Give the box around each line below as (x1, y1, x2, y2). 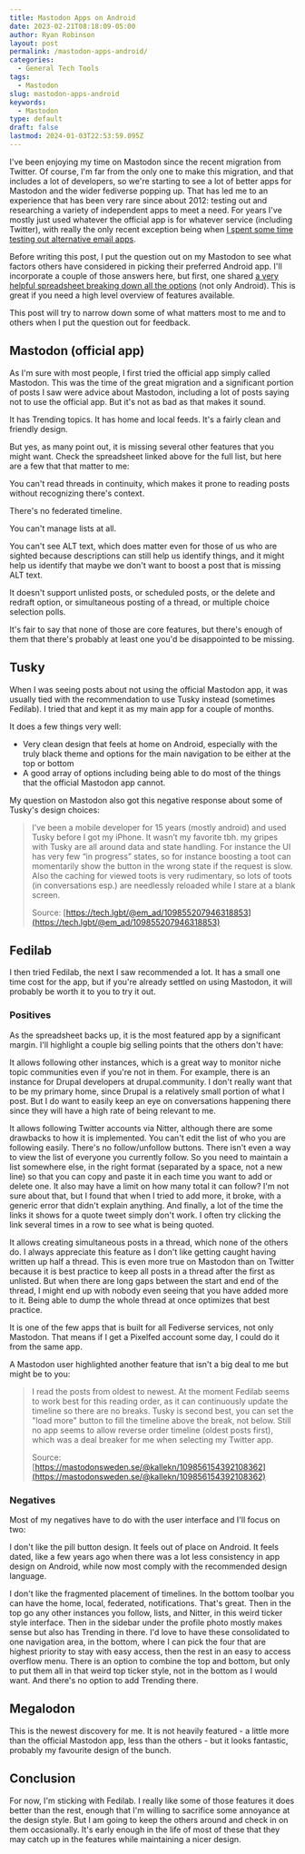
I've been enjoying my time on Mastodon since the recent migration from (9, 156, 281, 167)
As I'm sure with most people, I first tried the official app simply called (9, 367, 271, 378)
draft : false (9, 123, 59, 133)
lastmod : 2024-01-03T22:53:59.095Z (9, 132, 144, 141)
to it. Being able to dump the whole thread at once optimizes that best (9, 1295, 271, 1306)
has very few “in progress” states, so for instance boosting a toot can (31, 851, 292, 862)
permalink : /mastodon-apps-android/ (9, 47, 148, 56)
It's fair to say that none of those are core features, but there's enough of (9, 624, 283, 635)
